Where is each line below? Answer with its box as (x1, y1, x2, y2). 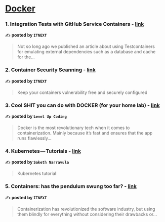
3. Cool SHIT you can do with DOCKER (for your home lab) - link (5, 102, 160, 109)
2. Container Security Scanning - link (5, 66, 96, 73)
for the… (17, 54, 35, 60)
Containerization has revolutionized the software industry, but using (17, 206, 156, 212)
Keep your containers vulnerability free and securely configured (17, 89, 148, 95)
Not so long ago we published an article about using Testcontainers (17, 44, 155, 49)
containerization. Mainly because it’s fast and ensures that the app (17, 130, 153, 136)
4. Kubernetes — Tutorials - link (5, 148, 82, 154)
